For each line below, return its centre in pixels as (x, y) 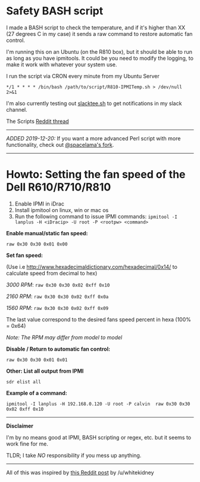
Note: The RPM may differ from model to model (64, 337)
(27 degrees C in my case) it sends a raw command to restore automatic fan (99, 33)
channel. (17, 109)
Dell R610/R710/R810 (59, 187)
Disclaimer (20, 426)
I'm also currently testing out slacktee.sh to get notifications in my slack (94, 103)
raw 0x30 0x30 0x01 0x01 (37, 360)
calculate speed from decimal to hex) (52, 273)
